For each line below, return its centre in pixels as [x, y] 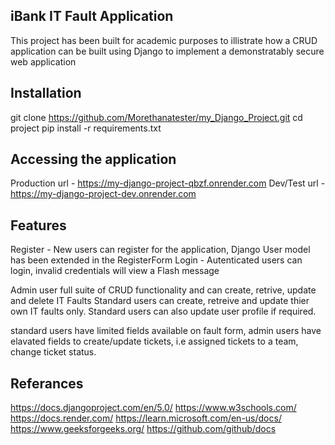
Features [38, 225]
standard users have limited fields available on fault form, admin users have [166, 331]
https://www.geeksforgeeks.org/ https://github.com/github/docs [143, 429]
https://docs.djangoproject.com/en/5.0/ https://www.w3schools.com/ [153, 408]
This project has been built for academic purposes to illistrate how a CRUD [164, 40]
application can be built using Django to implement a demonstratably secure [167, 51]
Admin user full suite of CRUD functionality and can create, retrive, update [163, 290]
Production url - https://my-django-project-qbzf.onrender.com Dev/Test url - [168, 183]
